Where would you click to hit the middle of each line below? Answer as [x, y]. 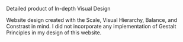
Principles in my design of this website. [54, 33]
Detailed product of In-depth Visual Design [58, 9]
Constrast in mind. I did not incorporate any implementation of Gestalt [91, 26]
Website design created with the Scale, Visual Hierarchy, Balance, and [92, 20]
